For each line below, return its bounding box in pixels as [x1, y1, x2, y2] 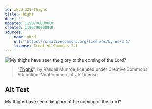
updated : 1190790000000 [5, 21, 54, 26]
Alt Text [5, 86, 29, 94]
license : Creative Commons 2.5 [14, 44, 78, 48]
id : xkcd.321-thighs [5, 7, 48, 12]
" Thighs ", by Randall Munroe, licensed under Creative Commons [17, 66, 148, 72]
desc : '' [5, 16, 23, 21]
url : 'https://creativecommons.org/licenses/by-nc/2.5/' [14, 39, 133, 44]
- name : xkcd [9, 35, 36, 40]
